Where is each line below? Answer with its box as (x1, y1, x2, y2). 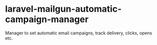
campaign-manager (5, 14, 89, 25)
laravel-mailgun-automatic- (5, 3, 122, 15)
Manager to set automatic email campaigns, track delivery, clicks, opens (5, 30, 152, 36)
